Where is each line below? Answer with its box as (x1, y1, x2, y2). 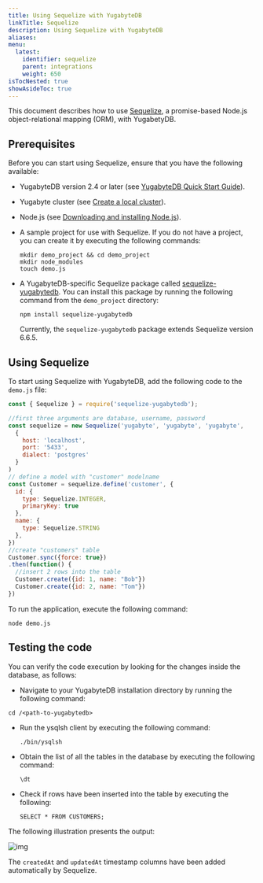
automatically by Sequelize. (8, 865, 97, 874)
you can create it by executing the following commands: (19, 236, 202, 246)
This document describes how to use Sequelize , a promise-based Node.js (8, 106, 248, 116)
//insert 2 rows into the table (15, 568, 122, 576)
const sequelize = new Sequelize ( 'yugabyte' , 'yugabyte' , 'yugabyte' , (8, 422, 244, 430)
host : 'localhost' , (22, 436, 86, 445)
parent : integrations (22, 63, 93, 71)
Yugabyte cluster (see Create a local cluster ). (19, 198, 166, 207)
